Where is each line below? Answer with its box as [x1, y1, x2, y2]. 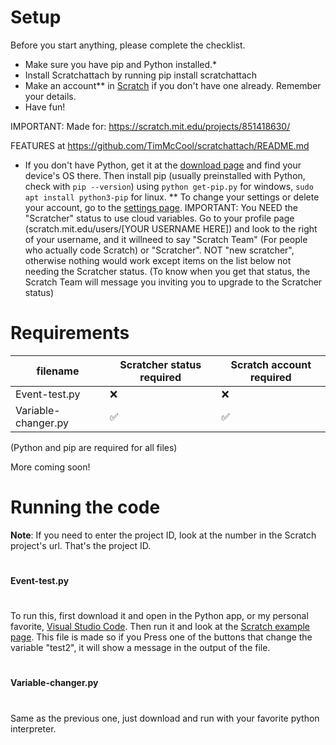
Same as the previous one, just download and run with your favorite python [10, 712, 320, 724]
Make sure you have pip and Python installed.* [24, 58, 218, 70]
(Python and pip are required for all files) [10, 441, 178, 453]
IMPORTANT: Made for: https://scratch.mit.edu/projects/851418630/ [10, 120, 291, 132]
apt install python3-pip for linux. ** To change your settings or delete [24, 191, 320, 203]
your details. [24, 90, 77, 102]
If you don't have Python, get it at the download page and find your [24, 159, 302, 171]
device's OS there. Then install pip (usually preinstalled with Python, [24, 169, 306, 181]
